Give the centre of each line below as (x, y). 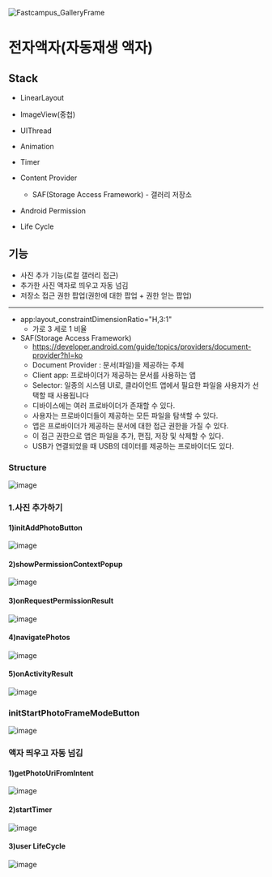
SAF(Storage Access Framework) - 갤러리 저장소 (112, 194)
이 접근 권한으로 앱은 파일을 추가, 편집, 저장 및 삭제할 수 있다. (128, 436)
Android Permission (53, 211)
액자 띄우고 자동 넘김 (46, 753)
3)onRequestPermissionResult (61, 601)
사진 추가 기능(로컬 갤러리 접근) (69, 275)
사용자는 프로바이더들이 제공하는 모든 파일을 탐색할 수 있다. (125, 415)
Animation (37, 146)
